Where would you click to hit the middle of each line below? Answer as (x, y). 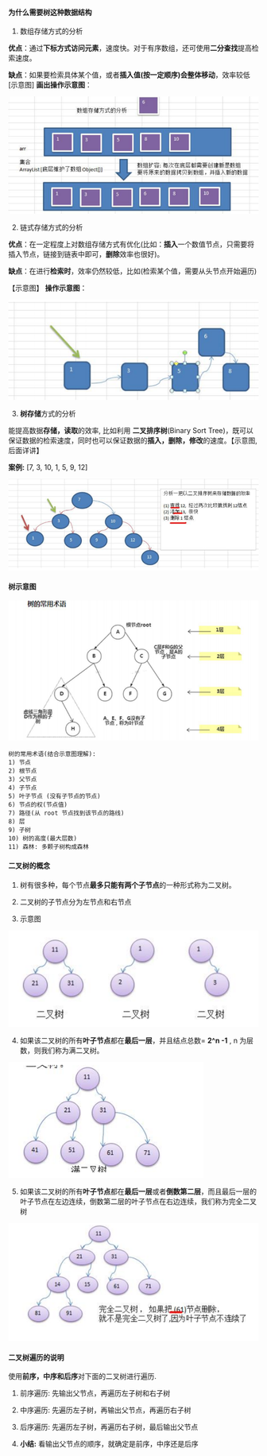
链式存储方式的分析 (51, 227)
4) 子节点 (23, 788)
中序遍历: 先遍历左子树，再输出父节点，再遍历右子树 (105, 1410)
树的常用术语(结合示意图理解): (52, 754)
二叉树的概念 (29, 865)
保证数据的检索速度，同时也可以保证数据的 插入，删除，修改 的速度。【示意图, (133, 440)
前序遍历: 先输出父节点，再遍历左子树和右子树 (95, 1393)
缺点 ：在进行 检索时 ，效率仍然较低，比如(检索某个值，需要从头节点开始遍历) (133, 271)
